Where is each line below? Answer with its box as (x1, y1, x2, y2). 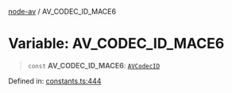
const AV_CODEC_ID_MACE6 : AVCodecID (27, 60, 160, 70)
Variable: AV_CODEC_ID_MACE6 (8, 35, 225, 52)
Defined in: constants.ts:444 (8, 76, 102, 86)
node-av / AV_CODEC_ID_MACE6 (8, 7, 117, 16)
